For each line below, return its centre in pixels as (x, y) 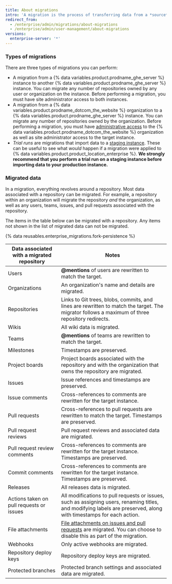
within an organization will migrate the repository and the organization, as (83, 200)
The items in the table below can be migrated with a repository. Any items (83, 221)
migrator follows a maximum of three (105, 312)
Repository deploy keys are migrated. (106, 556)
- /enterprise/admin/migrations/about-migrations (64, 24)
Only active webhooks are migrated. (104, 545)
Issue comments (28, 398)
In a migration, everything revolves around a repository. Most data (75, 189)
